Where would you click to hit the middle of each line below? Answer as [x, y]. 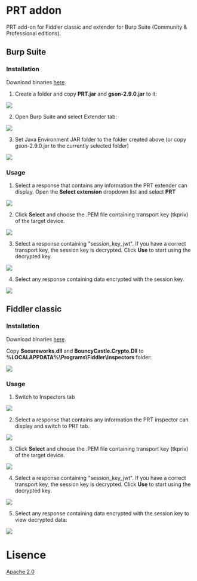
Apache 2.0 [20, 571]
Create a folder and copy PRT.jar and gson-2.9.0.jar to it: [86, 94]
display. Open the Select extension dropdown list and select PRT [95, 191]
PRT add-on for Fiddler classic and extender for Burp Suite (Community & [97, 27]
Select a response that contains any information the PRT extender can [101, 185]
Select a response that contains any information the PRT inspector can [102, 420]
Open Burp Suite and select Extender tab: [66, 117]
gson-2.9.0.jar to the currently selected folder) [72, 146]
